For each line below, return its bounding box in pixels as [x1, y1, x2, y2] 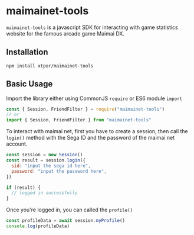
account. [6, 140, 28, 147]
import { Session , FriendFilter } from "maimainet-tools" [6, 117, 152, 123]
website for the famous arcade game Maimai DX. [6, 30, 125, 37]
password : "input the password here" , [11, 168, 107, 174]
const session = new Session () [6, 152, 83, 158]
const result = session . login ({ [6, 157, 86, 163]
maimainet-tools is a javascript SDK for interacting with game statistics [6, 24, 178, 31]
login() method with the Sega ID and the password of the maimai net [6, 134, 175, 141]
